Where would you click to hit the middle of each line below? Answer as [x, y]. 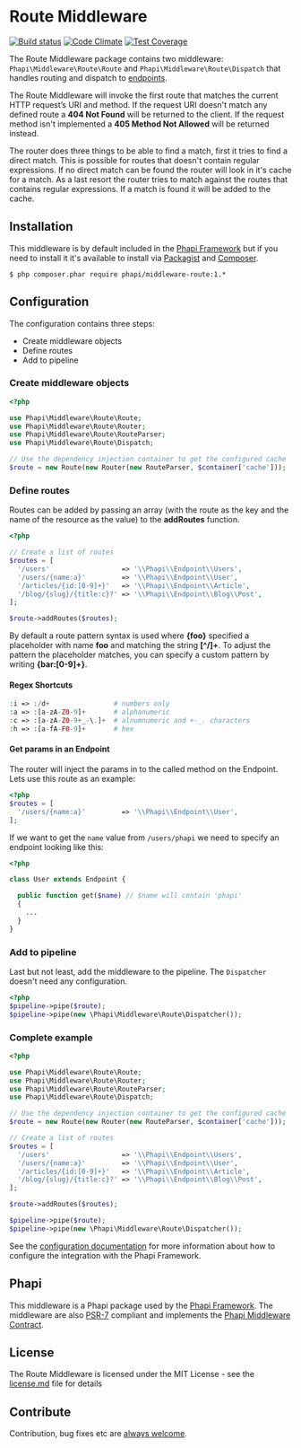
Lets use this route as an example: [73, 779]
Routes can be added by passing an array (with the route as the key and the [149, 510]
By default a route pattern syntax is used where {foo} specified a [129, 636]
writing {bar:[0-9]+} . [48, 664]
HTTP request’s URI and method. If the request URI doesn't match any [138, 104]
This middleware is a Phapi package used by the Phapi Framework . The [141, 1305]
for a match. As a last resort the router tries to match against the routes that [149, 179]
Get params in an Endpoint [60, 749]
